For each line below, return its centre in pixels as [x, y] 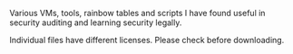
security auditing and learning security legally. [96, 22]
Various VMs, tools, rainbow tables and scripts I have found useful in [137, 13]
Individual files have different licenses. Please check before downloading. [147, 40]
